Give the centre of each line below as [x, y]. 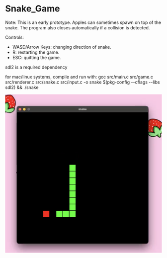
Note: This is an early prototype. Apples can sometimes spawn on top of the [83, 22]
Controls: [14, 37]
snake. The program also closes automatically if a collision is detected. [78, 27]
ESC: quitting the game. [37, 57]
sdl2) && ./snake [22, 87]
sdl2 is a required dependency [36, 67]
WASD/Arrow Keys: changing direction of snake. [62, 47]
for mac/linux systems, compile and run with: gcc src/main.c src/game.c [79, 77]
